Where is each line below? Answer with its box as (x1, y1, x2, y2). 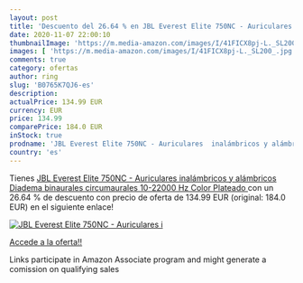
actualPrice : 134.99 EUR (9, 97, 103, 107)
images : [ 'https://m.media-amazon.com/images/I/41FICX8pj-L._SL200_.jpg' (9, 47, 297, 56)
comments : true (9, 55, 67, 64)
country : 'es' (9, 147, 63, 156)
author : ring (9, 72, 59, 81)
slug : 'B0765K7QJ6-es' (9, 80, 95, 90)
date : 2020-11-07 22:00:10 (9, 30, 111, 39)
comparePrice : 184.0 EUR (9, 123, 103, 132)
